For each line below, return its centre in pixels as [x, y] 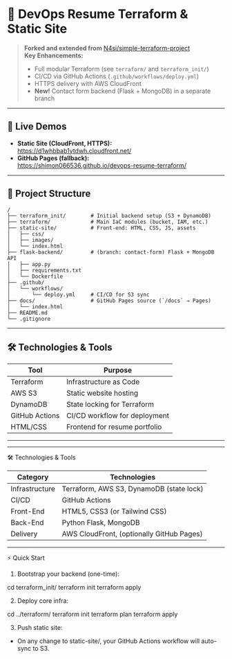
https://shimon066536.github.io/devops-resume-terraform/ [102, 165]
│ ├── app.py [29, 264]
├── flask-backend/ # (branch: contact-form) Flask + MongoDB [111, 252]
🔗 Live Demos [37, 126]
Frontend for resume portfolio [114, 427]
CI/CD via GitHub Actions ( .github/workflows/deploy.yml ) [116, 76]
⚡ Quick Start [26, 558]
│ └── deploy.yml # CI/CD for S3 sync [78, 295]
